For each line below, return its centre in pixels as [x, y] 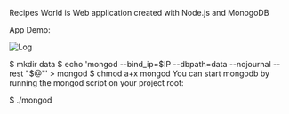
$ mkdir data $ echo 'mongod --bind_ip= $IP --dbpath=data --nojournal [140, 64]
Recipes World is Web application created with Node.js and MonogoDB [139, 13]
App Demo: [30, 30]
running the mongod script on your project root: [96, 83]
